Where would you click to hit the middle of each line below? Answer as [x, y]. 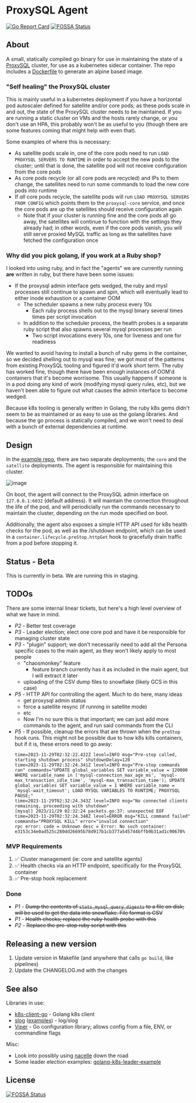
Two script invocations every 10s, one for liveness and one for [107, 336]
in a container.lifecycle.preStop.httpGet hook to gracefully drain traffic [94, 537]
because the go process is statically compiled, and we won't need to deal [94, 421]
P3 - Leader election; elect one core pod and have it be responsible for [100, 632]
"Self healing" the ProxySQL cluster [58, 87]
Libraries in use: [25, 1003]
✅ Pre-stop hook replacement [51, 879]
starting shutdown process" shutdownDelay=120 [72, 760]
